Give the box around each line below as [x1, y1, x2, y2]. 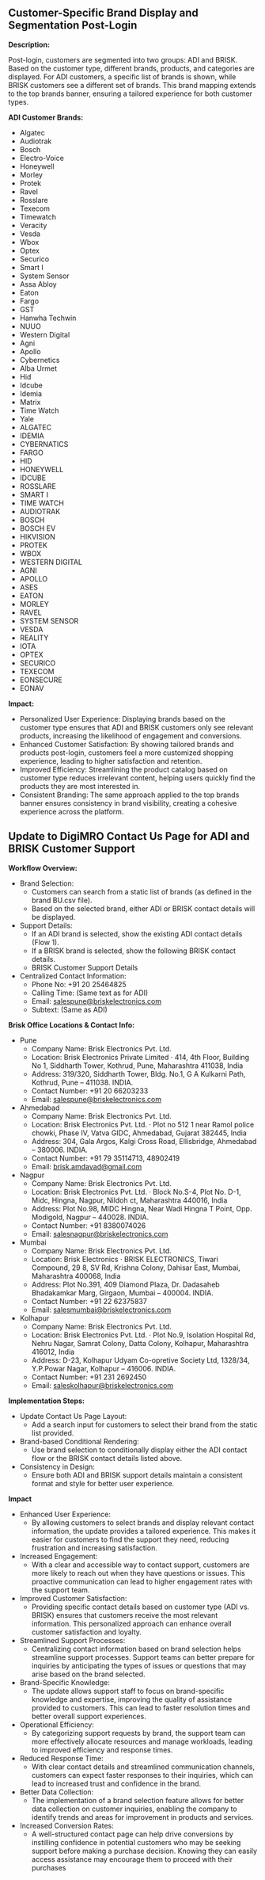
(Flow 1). [31, 937, 59, 947]
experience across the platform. [19, 807, 124, 816]
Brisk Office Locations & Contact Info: [8, 1020, 135, 1029]
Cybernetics [19, 355, 60, 364]
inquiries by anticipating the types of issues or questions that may [31, 1661, 247, 1670]
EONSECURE [19, 675, 62, 685]
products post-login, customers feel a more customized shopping [19, 748, 233, 757]
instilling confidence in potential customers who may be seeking [31, 1837, 241, 1847]
